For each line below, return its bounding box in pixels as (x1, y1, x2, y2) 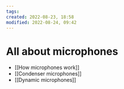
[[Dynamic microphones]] (14, 77, 77, 84)
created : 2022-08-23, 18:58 (6, 14, 75, 20)
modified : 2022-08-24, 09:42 (6, 19, 77, 25)
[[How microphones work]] (14, 64, 80, 71)
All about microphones (6, 44, 118, 58)
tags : (6, 8, 19, 15)
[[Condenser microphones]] (14, 70, 82, 77)
